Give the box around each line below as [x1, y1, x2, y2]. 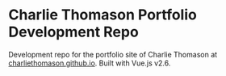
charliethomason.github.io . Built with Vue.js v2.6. [8, 58, 171, 68]
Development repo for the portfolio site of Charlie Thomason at [8, 49, 218, 59]
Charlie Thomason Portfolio [8, 6, 198, 24]
